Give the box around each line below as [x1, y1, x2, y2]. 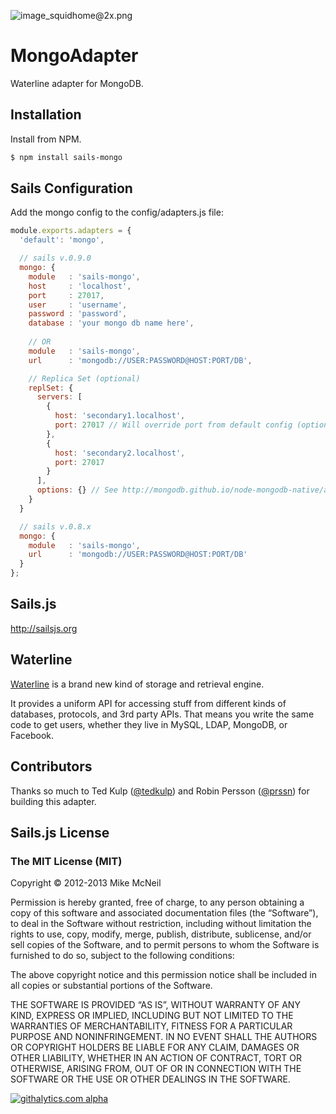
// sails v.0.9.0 [19, 253, 92, 264]
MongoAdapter [10, 45, 139, 67]
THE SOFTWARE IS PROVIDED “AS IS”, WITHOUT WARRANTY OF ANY [10, 999, 301, 1011]
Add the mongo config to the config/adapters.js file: [10, 206, 224, 219]
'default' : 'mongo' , [19, 235, 105, 245]
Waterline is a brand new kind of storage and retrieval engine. [10, 678, 265, 690]
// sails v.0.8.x [19, 521, 92, 532]
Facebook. [10, 729, 55, 741]
